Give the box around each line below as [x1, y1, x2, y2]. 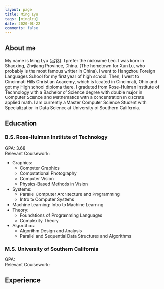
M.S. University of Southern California [5, 245, 98, 252]
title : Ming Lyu [5, 12, 38, 17]
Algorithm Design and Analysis [19, 227, 82, 234]
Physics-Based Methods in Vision [19, 181, 88, 187]
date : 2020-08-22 [5, 21, 41, 26]
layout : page [5, 7, 32, 12]
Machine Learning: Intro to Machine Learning [12, 201, 104, 207]
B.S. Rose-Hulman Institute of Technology [5, 134, 108, 141]
